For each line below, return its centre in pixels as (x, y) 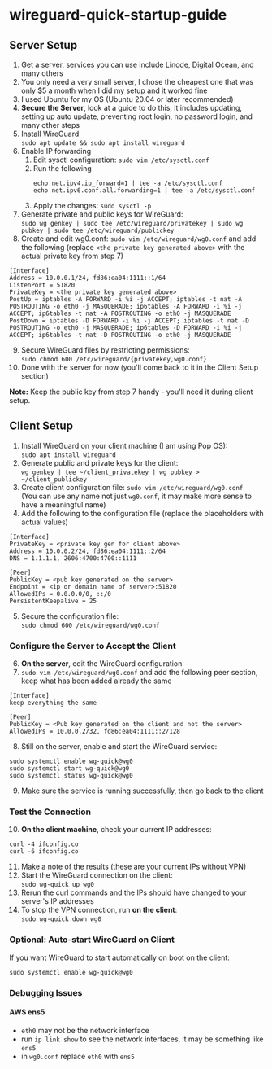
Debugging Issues (46, 992)
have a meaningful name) (63, 504)
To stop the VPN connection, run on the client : (99, 910)
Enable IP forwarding (56, 151)
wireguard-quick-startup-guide (118, 15)
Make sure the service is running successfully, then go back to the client (142, 791)
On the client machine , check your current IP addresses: (116, 830)
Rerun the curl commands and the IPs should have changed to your (134, 892)
